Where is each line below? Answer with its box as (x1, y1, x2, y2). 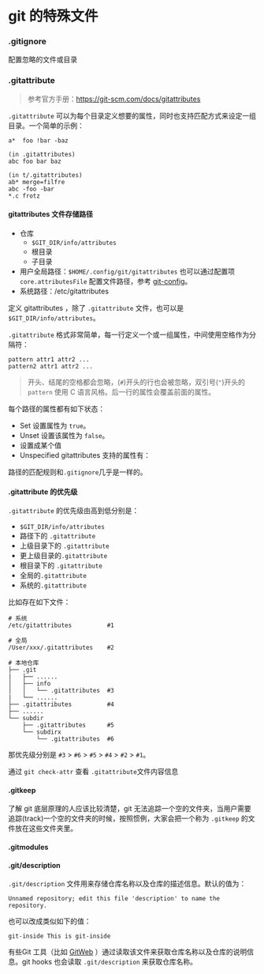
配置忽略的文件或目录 (8, 55, 77, 64)
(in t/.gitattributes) (8, 171, 83, 179)
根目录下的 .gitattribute (19, 561, 102, 570)
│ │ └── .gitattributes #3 (8, 687, 114, 695)
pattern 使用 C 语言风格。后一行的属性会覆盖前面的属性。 (27, 387, 215, 396)
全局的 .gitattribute (19, 571, 87, 580)
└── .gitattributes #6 (36, 735, 114, 743)
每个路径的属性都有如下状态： (8, 404, 105, 413)
